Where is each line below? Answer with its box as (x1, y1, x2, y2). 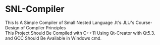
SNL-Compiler (5, 3, 65, 15)
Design (5, 24, 20, 30)
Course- (135, 20, 153, 25)
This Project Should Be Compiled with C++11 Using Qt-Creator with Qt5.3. (5, 30, 155, 36)
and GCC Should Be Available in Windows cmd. (5, 35, 102, 41)
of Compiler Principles (20, 24, 66, 30)
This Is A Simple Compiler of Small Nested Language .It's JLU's (5, 20, 135, 25)
